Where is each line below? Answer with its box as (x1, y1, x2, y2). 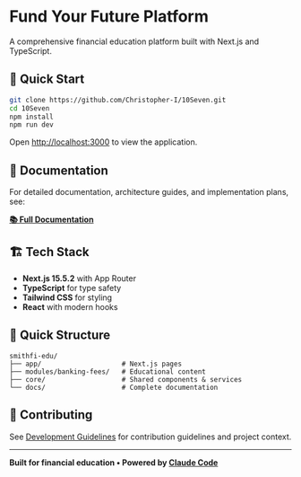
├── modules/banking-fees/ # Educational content (9, 367, 206, 376)
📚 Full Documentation (9, 214, 94, 225)
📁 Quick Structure (9, 328, 111, 343)
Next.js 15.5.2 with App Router (21, 272, 137, 284)
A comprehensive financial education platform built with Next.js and (9, 36, 260, 47)
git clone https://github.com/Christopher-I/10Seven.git (9, 95, 227, 104)
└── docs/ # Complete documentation (9, 383, 219, 392)
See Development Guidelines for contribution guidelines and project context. (9, 431, 292, 442)
